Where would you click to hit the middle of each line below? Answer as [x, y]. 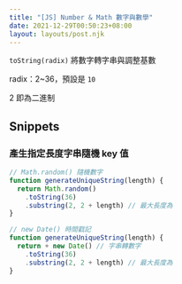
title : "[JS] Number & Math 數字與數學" [81, 17]
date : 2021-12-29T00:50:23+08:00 [71, 26]
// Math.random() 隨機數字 [56, 173]
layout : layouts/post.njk [57, 34]
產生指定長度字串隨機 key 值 [69, 154]
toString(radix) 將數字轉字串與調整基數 [83, 60]
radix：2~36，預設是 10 [52, 79]
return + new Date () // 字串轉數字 [79, 246]
